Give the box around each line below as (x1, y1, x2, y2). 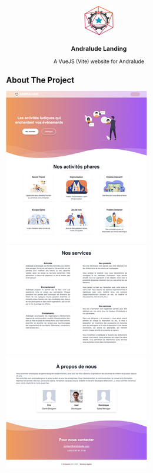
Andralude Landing (71, 44, 127, 52)
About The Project (6, 75, 75, 85)
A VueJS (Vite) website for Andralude (53, 58, 145, 65)
